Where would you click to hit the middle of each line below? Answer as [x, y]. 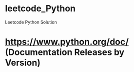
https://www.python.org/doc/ [67, 42]
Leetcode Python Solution [31, 22]
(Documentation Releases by [65, 52]
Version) [23, 63]
